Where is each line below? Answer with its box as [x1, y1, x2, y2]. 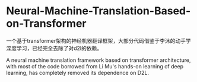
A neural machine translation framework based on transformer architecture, [6, 56, 191, 64]
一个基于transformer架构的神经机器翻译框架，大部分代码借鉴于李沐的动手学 [6, 37, 191, 44]
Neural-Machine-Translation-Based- [6, 4, 191, 18]
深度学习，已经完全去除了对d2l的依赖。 [6, 45, 103, 52]
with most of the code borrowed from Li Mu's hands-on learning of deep [6, 62, 184, 70]
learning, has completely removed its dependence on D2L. [6, 69, 150, 76]
